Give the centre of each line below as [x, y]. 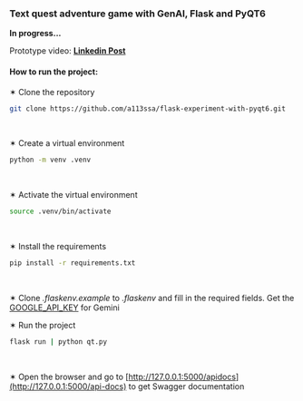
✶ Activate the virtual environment [73, 195]
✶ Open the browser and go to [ [69, 377]
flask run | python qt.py [58, 342]
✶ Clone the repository [52, 92]
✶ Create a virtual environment [67, 143]
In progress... [35, 34]
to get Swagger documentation [186, 386]
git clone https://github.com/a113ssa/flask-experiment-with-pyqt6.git [147, 108]
